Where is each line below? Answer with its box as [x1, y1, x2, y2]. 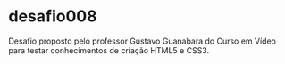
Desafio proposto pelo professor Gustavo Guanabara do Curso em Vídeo [8, 36, 276, 46]
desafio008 [8, 6, 97, 27]
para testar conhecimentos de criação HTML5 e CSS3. [8, 44, 210, 55]
